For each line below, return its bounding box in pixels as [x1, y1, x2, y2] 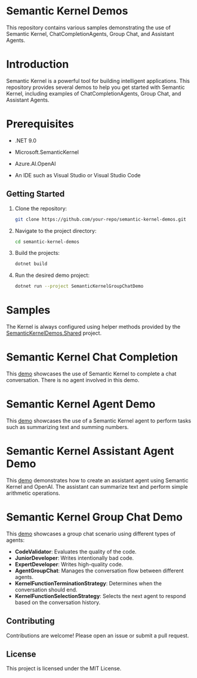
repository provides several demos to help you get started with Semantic [6, 84, 185, 91]
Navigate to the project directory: [14, 227, 97, 234]
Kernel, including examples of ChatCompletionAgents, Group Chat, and [6, 90, 181, 97]
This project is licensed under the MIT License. [6, 665, 122, 672]
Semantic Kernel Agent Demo [6, 397, 156, 411]
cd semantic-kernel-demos [14, 239, 79, 245]
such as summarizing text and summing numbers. [6, 423, 129, 430]
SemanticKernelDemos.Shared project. [6, 329, 102, 337]
